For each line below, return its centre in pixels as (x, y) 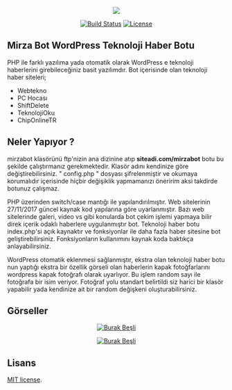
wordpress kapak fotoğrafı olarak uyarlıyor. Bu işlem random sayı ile (104, 274)
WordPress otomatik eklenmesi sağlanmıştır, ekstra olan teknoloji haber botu (116, 259)
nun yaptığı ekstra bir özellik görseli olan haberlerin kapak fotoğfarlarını (109, 267)
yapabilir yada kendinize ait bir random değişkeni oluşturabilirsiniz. (102, 289)
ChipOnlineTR (37, 120)
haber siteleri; (27, 77)
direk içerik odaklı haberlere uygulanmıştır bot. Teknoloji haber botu (103, 224)
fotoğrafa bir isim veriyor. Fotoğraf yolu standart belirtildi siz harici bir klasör (115, 282)
